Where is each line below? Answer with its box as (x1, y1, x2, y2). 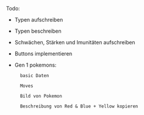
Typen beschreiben (14, 27, 61, 34)
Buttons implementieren (14, 50, 73, 57)
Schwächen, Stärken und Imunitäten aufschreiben (14, 39, 136, 46)
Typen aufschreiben (14, 16, 63, 23)
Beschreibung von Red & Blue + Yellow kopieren (20, 103, 139, 109)
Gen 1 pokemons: (14, 61, 57, 68)
